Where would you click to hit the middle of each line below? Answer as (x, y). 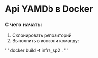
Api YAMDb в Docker (49, 9)
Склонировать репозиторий (42, 35)
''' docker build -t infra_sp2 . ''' (37, 50)
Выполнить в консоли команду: (46, 41)
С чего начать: (24, 25)
